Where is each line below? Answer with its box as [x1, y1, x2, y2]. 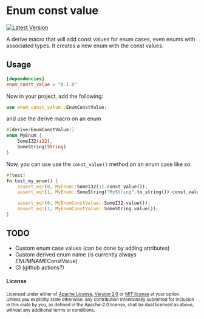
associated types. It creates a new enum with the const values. [6, 42, 164, 49]
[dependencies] [6, 75, 45, 82]
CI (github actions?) [15, 264, 65, 271]
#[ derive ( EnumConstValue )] [6, 127, 75, 133]
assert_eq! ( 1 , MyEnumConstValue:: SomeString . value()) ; [17, 206, 159, 212]
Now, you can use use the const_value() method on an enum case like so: [6, 160, 192, 168]
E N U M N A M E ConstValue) [15, 257, 78, 264]
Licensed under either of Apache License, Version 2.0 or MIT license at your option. [6, 291, 181, 297]
